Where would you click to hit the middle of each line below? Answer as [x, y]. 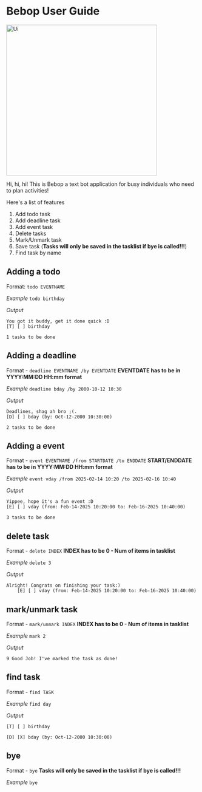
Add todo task [32, 214]
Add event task [34, 227]
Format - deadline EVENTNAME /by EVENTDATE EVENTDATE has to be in [93, 370]
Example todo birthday [35, 298]
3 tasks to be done [31, 517]
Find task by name [38, 253]
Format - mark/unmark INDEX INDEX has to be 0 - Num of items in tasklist [98, 624]
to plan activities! [28, 190]
